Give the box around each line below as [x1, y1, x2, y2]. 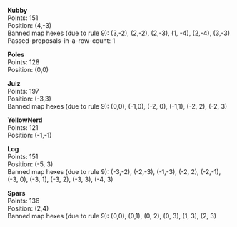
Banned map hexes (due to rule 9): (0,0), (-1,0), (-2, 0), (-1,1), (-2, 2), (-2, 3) [7, 102, 228, 110]
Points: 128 [7, 58, 40, 66]
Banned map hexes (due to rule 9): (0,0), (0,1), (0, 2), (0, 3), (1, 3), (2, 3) [7, 212, 216, 220]
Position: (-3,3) [7, 94, 51, 103]
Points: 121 [7, 123, 39, 131]
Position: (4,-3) [7, 21, 52, 29]
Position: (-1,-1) [7, 131, 52, 139]
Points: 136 [7, 196, 40, 205]
